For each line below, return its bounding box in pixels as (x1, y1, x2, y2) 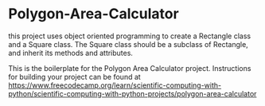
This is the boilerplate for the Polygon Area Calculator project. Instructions (8, 63, 251, 73)
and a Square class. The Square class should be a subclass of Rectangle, (8, 39, 248, 49)
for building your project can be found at (8, 72, 141, 81)
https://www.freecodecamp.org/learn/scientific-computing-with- (8, 80, 221, 90)
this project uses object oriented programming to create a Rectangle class (8, 31, 251, 41)
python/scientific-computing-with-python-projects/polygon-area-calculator (8, 88, 257, 98)
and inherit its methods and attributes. (8, 48, 134, 57)
